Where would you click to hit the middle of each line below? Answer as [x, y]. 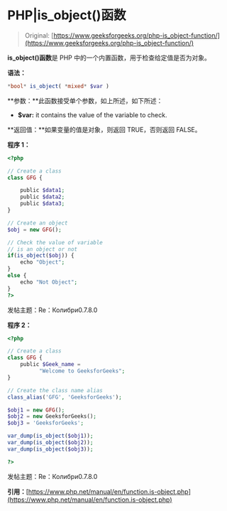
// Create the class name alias [55, 390]
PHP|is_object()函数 [67, 15]
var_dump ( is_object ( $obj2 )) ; [50, 443]
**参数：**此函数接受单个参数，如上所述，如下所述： [85, 100]
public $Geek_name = [50, 365]
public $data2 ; [43, 197]
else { [17, 276]
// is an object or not [43, 249]
